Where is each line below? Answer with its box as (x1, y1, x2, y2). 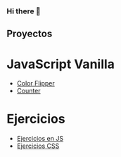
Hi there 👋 (6, 6, 42, 16)
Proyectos (6, 28, 53, 40)
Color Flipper (16, 79, 56, 88)
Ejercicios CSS (16, 142, 60, 150)
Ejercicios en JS (16, 135, 64, 143)
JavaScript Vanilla (6, 56, 115, 72)
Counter (16, 87, 41, 95)
